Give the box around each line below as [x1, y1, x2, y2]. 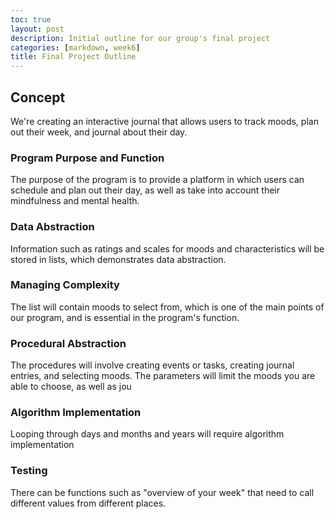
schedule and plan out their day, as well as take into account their [10, 184, 280, 196]
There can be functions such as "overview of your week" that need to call [10, 486, 315, 498]
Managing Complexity [10, 278, 120, 292]
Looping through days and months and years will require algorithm [10, 428, 285, 440]
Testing [10, 464, 48, 478]
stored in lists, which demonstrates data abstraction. [10, 253, 227, 265]
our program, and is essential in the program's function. [10, 311, 240, 323]
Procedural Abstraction [10, 336, 127, 350]
